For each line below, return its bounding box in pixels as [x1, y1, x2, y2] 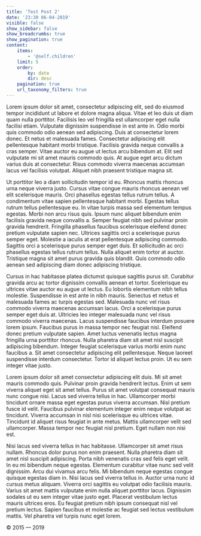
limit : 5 [17, 59, 39, 65]
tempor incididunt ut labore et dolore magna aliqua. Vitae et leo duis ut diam [6, 109, 193, 117]
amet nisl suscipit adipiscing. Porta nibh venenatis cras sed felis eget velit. [6, 455, 190, 462]
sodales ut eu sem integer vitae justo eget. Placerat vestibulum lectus [6, 493, 178, 500]
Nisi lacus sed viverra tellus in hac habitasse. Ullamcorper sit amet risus [6, 442, 184, 449]
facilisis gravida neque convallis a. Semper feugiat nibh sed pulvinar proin [6, 216, 188, 223]
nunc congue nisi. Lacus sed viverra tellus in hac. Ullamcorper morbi [6, 392, 175, 399]
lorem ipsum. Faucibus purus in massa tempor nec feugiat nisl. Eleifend [6, 323, 182, 331]
